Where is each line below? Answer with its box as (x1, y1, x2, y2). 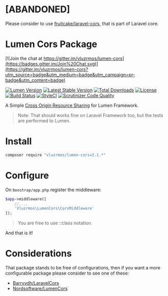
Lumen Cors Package (5, 38, 98, 50)
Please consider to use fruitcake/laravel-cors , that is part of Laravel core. (5, 20, 159, 27)
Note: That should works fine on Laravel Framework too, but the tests (17, 112, 163, 118)
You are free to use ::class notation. (17, 220, 93, 226)
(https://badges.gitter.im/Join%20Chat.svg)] (5, 60, 98, 67)
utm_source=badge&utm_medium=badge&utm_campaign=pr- (5, 72, 135, 78)
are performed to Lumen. (17, 118, 71, 124)
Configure (5, 170, 49, 181)
